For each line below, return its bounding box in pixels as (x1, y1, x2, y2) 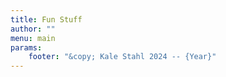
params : (10, 42, 43, 53)
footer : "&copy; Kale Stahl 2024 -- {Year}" (28, 52, 217, 62)
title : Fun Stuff (10, 14, 83, 25)
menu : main (10, 33, 56, 43)
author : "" (10, 24, 56, 34)
